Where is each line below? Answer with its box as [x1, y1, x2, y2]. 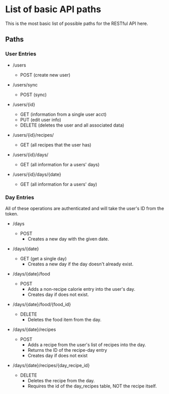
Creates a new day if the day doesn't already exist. [27, 261, 134, 267]
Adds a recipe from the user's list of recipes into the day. [27, 342, 146, 348]
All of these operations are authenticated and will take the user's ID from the [5, 205, 164, 211]
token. [5, 210, 19, 217]
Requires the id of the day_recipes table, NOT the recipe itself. [27, 383, 157, 389]
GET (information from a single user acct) [20, 111, 107, 117]
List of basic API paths [5, 4, 101, 15]
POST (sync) [20, 92, 47, 98]
